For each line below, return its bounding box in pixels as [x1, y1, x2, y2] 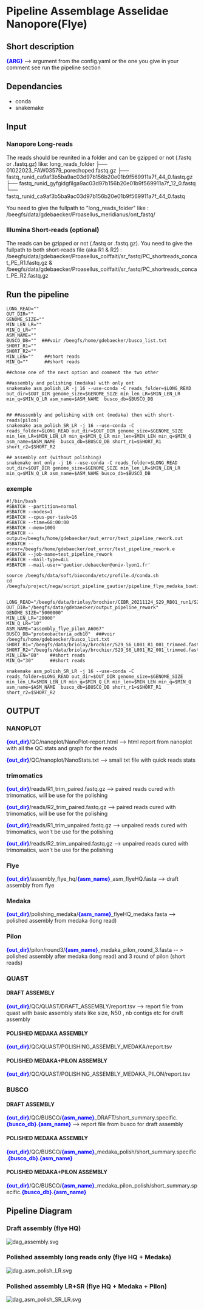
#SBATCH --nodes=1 [6, 508, 53, 514]
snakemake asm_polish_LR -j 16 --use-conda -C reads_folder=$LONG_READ [6, 385, 191, 391]
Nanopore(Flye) [6, 17, 88, 31]
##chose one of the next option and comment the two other [6, 369, 159, 375]
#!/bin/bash [6, 498, 36, 504]
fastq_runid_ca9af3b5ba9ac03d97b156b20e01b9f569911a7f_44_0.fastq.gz [6, 173, 193, 180]
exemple [6, 484, 32, 493]
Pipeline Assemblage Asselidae [6, 4, 169, 18]
